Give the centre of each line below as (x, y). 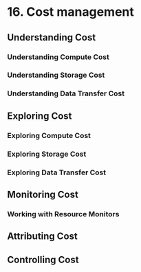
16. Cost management (70, 12)
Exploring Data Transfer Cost (57, 172)
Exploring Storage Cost (47, 154)
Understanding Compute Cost (58, 57)
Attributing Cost (42, 237)
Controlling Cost (43, 259)
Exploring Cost (40, 116)
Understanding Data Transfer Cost (66, 93)
